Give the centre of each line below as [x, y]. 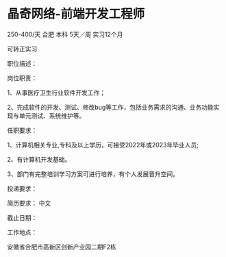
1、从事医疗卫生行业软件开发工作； [56, 93]
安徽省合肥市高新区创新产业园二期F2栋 [62, 247]
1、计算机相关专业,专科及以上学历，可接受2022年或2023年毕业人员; [103, 145]
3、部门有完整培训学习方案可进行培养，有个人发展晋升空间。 [93, 174]
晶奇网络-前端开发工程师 [76, 14]
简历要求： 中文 [29, 203]
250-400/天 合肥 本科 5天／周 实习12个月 [65, 34]
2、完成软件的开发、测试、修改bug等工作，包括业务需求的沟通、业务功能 [110, 107]
